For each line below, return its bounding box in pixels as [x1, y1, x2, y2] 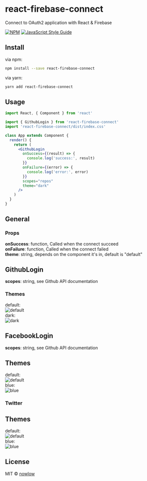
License [5, 457, 30, 466]
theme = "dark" [22, 183, 49, 188]
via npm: [5, 56, 23, 62]
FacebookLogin [5, 332, 53, 340]
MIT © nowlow [5, 471, 35, 477]
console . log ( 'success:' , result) [26, 156, 95, 161]
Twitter [5, 400, 23, 406]
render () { [9, 137, 32, 143]
